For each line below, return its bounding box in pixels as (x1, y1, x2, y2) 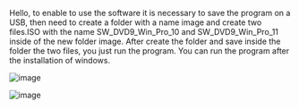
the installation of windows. (9, 55, 110, 65)
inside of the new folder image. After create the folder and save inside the (9, 36, 281, 46)
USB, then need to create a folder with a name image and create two (9, 17, 262, 28)
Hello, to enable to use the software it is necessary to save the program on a (9, 8, 291, 18)
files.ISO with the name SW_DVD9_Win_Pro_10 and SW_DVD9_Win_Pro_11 (9, 27, 279, 37)
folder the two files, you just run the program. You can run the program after (9, 46, 290, 56)
